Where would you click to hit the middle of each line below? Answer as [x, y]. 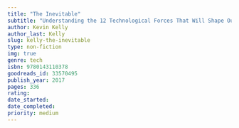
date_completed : [31, 107]
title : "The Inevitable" [44, 14]
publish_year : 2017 [36, 80]
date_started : [28, 100]
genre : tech [25, 60]
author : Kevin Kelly [38, 27]
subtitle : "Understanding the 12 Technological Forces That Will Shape [116, 21]
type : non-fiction [34, 47]
